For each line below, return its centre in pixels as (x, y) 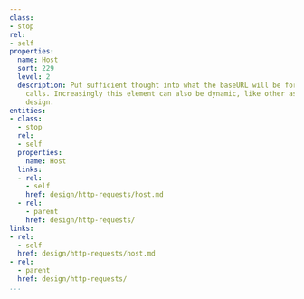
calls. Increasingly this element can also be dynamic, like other (155, 93)
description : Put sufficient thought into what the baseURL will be (149, 85)
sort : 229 (36, 69)
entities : (28, 111)
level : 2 (34, 77)
